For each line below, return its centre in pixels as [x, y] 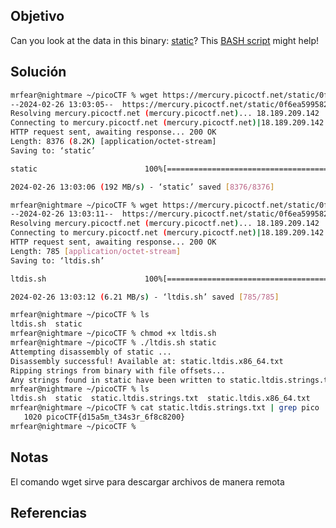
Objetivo [37, 16]
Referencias [49, 512]
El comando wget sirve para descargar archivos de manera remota [147, 481]
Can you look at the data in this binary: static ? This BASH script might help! [165, 40]
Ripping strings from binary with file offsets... [118, 370]
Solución [38, 72]
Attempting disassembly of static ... [91, 352]
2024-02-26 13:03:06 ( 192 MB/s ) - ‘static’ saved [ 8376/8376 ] [142, 187]
